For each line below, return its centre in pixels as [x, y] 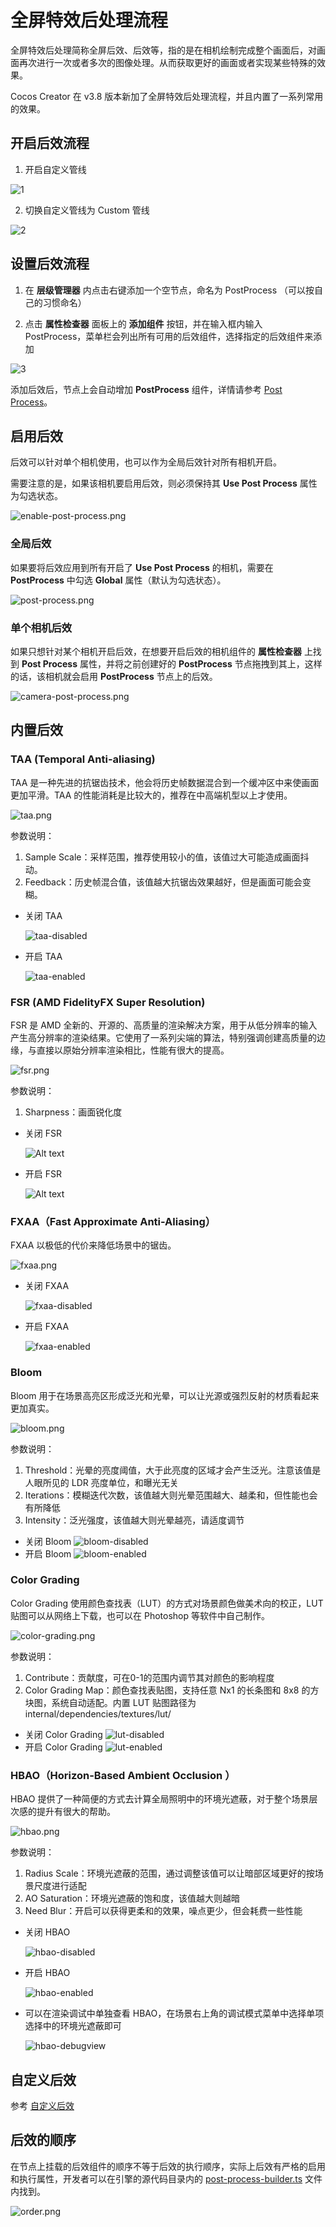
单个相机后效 [41, 628]
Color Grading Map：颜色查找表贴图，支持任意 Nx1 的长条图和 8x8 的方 [172, 1690]
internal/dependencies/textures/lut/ [98, 1713]
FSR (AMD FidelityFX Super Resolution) [108, 1002]
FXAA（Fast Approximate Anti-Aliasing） [113, 1221]
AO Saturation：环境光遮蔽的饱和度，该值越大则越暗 [132, 1898]
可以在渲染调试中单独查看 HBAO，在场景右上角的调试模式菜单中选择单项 [174, 2013]
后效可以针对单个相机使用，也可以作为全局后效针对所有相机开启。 [146, 462]
